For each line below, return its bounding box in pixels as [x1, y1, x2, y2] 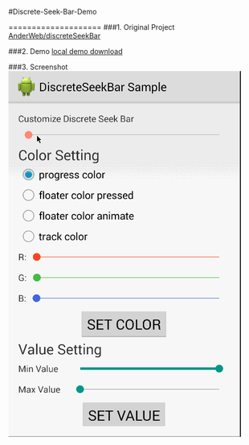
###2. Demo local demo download [8, 47, 123, 56]
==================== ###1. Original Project [8, 23, 175, 31]
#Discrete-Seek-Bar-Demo [8, 7, 97, 16]
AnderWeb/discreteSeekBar [8, 31, 101, 40]
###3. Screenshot [8, 62, 68, 72]
